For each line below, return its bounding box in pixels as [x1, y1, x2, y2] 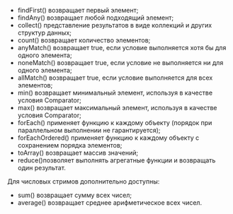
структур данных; [17, 28, 72, 37]
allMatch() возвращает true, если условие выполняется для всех [17, 73, 213, 82]
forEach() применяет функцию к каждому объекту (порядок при [17, 119, 212, 126]
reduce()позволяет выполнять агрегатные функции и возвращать [17, 156, 216, 165]
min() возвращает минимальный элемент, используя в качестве [17, 88, 213, 97]
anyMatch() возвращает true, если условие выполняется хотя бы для [17, 44, 227, 52]
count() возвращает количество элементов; [17, 36, 151, 44]
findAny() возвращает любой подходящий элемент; [17, 13, 174, 22]
